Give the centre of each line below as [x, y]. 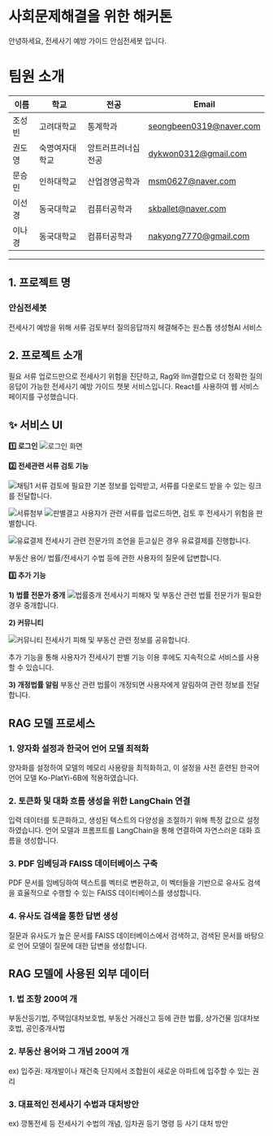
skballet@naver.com [187, 208]
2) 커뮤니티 [26, 623]
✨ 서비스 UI [36, 425]
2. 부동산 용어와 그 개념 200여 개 [69, 1051]
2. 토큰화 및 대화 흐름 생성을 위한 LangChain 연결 [100, 800]
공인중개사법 [45, 1029]
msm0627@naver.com [192, 181]
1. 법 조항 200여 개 [43, 999]
